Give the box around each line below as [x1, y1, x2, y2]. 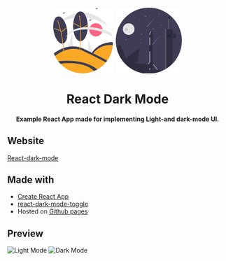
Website [7, 135, 44, 147]
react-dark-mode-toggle [17, 200, 89, 209]
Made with [7, 174, 55, 185]
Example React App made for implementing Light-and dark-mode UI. [15, 115, 220, 123]
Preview [7, 227, 44, 239]
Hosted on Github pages [17, 207, 88, 216]
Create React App [17, 192, 69, 201]
